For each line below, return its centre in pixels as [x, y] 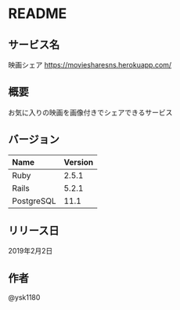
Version [79, 162]
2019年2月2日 [31, 251]
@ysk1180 [24, 297]
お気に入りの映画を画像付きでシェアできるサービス [90, 112]
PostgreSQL [34, 201]
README [38, 14]
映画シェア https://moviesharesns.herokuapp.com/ [90, 65]
